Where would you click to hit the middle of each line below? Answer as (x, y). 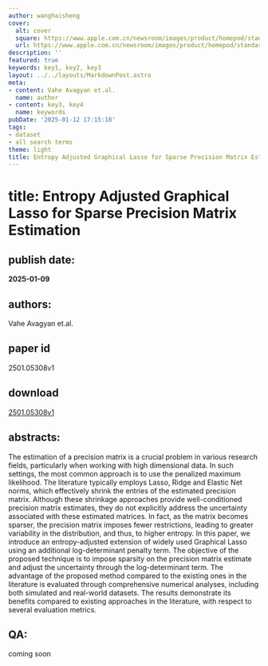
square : (28, 38)
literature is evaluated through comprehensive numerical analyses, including (134, 584)
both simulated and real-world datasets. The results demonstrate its (120, 592)
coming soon (30, 654)
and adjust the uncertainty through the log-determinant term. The (116, 567)
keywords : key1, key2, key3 (55, 68)
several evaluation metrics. (53, 609)
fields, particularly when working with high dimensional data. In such (121, 465)
